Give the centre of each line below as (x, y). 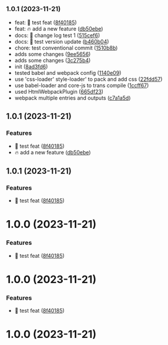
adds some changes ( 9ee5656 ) (53, 54)
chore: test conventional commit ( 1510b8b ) (66, 48)
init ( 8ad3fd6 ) (31, 67)
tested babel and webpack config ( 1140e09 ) (68, 72)
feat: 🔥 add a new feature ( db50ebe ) (59, 28)
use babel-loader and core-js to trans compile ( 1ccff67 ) (82, 85)
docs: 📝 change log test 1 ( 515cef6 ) (57, 35)
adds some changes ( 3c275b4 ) (53, 60)
